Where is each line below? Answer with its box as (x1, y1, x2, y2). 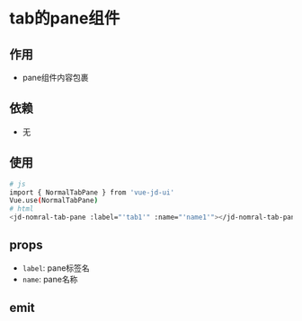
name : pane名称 (22, 273, 78, 284)
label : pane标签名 (22, 262, 90, 273)
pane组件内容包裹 (22, 73, 89, 82)
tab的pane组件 (9, 8, 120, 29)
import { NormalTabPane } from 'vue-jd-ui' (9, 187, 175, 197)
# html (9, 204, 34, 213)
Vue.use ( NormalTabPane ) (9, 196, 99, 205)
